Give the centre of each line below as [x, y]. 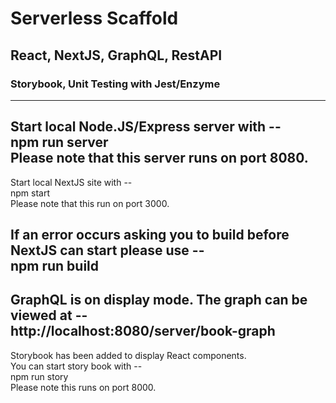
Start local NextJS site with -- [71, 182]
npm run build [55, 266]
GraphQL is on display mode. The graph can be [159, 300]
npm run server [59, 142]
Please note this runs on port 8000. [83, 387]
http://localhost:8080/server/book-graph [143, 331]
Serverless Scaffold [94, 18]
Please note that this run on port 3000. [90, 203]
